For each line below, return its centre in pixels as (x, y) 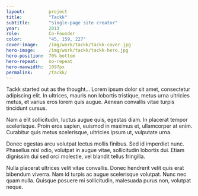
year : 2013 (33, 28)
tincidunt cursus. (27, 108)
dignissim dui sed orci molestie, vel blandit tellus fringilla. (76, 157)
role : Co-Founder (41, 34)
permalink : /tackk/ (37, 72)
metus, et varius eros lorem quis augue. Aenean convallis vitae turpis (90, 102)
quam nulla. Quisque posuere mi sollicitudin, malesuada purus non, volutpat (99, 181)
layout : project (37, 12)
